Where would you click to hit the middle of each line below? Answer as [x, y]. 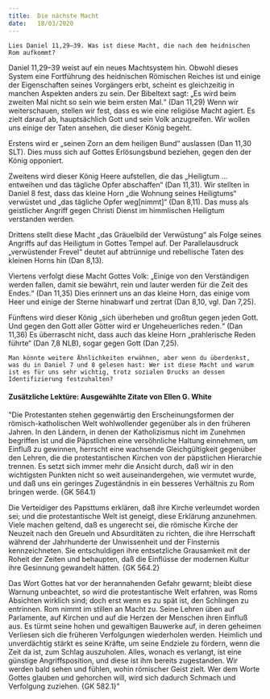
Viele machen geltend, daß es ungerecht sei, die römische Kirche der [123, 525]
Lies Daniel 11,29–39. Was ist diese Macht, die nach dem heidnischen [129, 45]
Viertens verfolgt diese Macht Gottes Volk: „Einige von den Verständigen [129, 276]
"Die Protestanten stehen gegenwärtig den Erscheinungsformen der [121, 414]
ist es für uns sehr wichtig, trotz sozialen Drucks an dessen [117, 372]
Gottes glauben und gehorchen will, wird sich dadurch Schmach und [122, 677]
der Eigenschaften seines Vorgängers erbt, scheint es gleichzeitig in [122, 85]
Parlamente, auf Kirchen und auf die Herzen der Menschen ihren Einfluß [128, 617]
